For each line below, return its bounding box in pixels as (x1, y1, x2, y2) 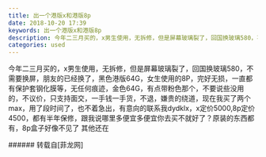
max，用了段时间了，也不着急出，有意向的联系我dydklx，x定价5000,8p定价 (8, 104, 256, 113)
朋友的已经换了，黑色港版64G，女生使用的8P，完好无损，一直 (42, 74, 246, 83)
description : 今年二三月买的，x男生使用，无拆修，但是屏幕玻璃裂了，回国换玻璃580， (8, 33, 257, 42)
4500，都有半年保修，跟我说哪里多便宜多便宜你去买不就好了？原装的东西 (8, 113, 248, 123)
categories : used (8, 41, 66, 49)
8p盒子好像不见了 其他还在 (21, 124, 109, 133)
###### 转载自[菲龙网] (8, 140, 84, 150)
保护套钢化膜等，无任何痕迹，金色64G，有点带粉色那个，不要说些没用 (14, 84, 245, 94)
